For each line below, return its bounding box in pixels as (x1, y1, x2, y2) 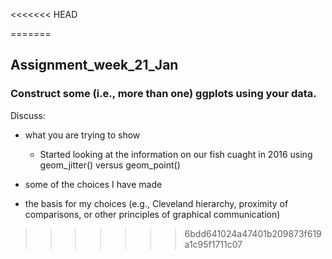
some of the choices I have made (24, 178, 163, 190)
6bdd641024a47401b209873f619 (184, 227, 322, 239)
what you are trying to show (24, 129, 141, 141)
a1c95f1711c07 (184, 238, 243, 250)
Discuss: (10, 109, 46, 121)
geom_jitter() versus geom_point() (39, 159, 181, 171)
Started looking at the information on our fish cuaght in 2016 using (39, 148, 313, 160)
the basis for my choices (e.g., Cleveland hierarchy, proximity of (24, 197, 289, 209)
